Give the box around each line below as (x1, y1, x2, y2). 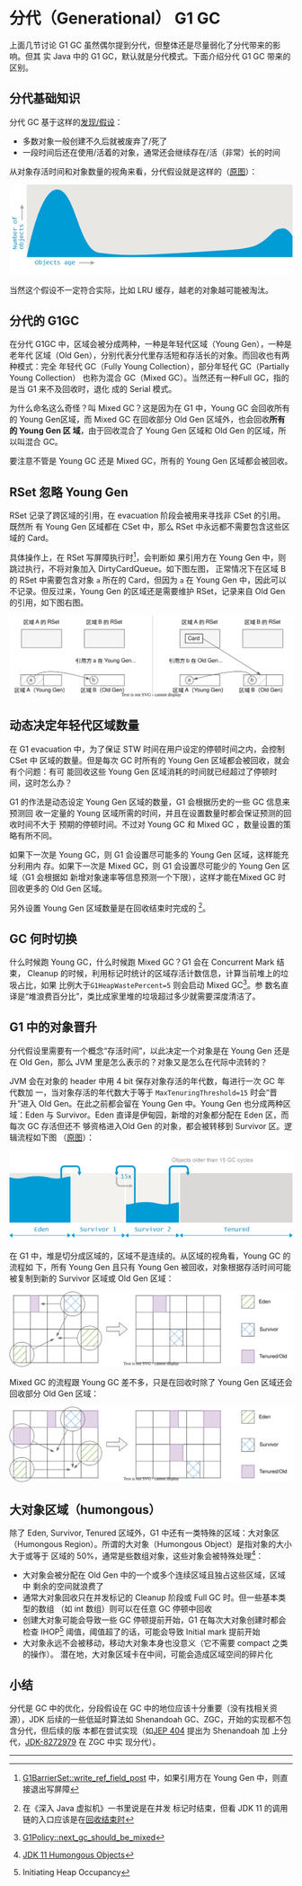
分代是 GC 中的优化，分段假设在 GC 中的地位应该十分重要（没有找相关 (9, 1703, 271, 1713)
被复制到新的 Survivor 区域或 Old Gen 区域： (9, 1273, 174, 1284)
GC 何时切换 (9, 931, 78, 947)
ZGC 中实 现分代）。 (88, 1737, 161, 1748)
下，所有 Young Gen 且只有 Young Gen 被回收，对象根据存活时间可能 (34, 1261, 292, 1272)
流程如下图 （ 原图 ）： (16, 1132, 94, 1143)
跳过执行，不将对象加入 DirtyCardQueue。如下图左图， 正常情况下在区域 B (9, 563, 286, 574)
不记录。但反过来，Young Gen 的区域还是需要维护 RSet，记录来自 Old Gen (9, 585, 286, 596)
